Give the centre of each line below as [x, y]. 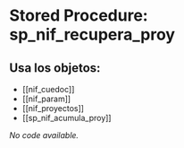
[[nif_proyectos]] [53, 108]
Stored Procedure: [79, 16]
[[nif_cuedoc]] [48, 89]
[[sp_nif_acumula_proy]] [67, 118]
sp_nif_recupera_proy [92, 35]
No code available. [44, 135]
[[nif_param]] [46, 99]
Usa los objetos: [55, 68]
